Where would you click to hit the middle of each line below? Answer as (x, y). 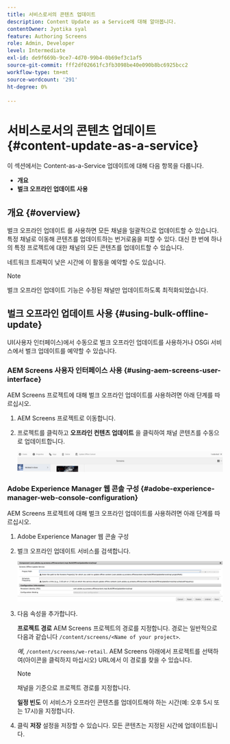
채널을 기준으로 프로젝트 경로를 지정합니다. (74, 687)
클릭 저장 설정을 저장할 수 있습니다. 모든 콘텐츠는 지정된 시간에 (100, 725)
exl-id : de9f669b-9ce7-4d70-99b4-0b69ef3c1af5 (75, 58)
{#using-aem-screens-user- (172, 370)
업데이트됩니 (201, 725)
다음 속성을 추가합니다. (47, 613)
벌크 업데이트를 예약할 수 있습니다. (71, 350)
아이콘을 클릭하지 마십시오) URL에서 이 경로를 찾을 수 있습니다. (108, 660)
